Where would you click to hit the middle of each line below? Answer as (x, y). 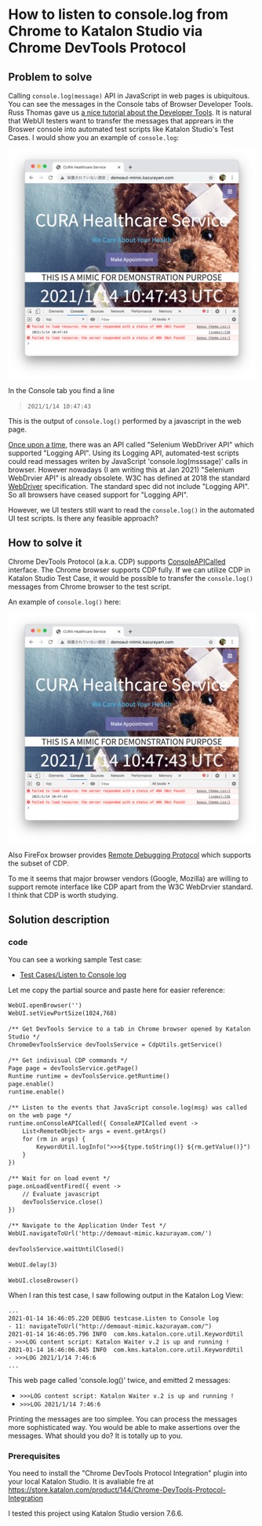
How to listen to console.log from (118, 15)
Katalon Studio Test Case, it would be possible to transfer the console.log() (131, 579)
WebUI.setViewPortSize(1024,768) (63, 1013)
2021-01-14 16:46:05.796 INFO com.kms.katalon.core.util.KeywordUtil (126, 1334)
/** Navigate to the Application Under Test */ (87, 1225)
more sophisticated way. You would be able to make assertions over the (124, 1427)
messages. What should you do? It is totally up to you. (95, 1436)
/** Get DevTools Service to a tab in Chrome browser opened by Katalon (129, 1029)
